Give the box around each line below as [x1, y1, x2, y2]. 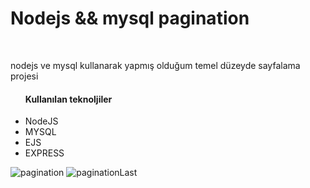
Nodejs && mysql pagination [10, 7, 250, 30]
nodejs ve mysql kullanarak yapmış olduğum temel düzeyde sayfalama [10, 59, 301, 71]
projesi [10, 70, 39, 82]
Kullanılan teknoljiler [24, 93, 113, 105]
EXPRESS [24, 147, 65, 159]
